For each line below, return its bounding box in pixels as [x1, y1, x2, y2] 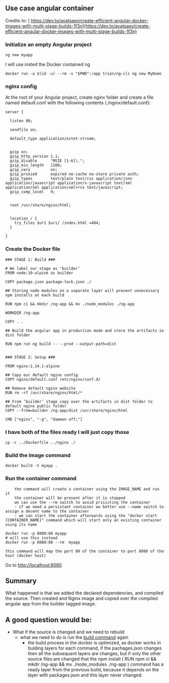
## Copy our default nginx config [5, 372, 78, 377]
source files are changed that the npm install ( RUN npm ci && [27, 656, 157, 662]
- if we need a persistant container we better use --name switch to [14, 504, 164, 509]
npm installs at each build [5, 293, 65, 298]
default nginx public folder [5, 403, 67, 409]
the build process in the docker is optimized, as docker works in [27, 640, 161, 646]
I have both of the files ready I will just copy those [5, 428, 130, 436]
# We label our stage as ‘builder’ [5, 266, 80, 271]
